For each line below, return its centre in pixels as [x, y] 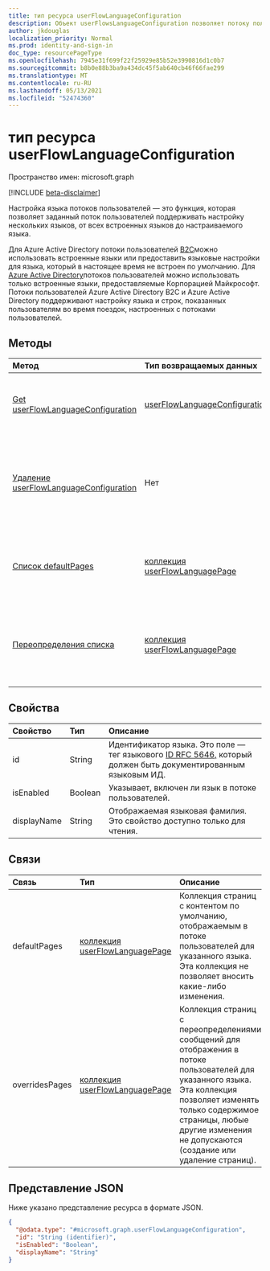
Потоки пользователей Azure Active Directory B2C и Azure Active [119, 292]
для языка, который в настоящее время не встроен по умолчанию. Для [132, 267]
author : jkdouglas [39, 31]
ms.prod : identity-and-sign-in [61, 46]
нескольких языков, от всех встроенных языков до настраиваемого [126, 225]
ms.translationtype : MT [48, 76]
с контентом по [209, 905]
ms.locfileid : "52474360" [51, 98]
